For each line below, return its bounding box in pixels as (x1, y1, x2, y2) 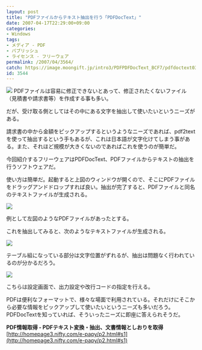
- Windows (6, 31, 31, 37)
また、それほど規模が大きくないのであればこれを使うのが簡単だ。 (16, 143, 180, 150)
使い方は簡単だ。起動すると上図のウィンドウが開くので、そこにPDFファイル (6, 176, 195, 183)
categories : (6, 25, 36, 32)
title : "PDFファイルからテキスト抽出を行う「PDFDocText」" (6, 14, 142, 20)
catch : (6, 64, 23, 71)
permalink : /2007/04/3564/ (6, 59, 74, 65)
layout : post (6, 8, 39, 15)
